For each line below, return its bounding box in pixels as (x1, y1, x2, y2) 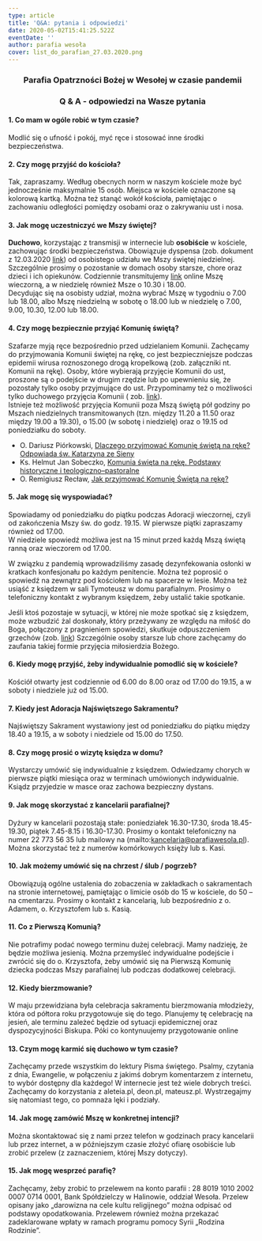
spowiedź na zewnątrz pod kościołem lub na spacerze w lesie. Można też (8, 575, 248, 585)
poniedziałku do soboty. (8, 425, 87, 435)
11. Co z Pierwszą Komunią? (8, 922, 101, 932)
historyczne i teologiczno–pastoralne (19, 465, 140, 475)
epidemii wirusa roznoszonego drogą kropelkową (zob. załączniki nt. (8, 358, 231, 367)
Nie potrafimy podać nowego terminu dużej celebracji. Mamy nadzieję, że (8, 939, 249, 950)
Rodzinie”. (8, 1225, 41, 1235)
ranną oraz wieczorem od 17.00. (8, 543, 112, 552)
